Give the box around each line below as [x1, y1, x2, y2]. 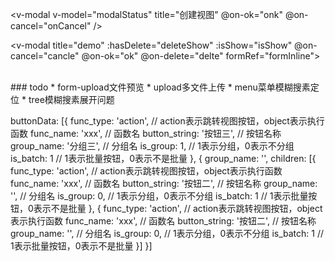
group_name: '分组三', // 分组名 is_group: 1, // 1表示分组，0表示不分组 [10, 140, 295, 152]
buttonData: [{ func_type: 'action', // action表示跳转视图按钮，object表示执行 [10, 115, 325, 127]
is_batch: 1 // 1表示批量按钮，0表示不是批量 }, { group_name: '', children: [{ [10, 153, 317, 164]
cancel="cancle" [10, 50, 80, 62]
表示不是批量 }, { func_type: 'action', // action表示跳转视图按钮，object [33, 203, 323, 214]
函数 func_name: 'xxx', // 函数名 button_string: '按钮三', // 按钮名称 [10, 128, 282, 139]
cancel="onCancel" [10, 20, 92, 32]
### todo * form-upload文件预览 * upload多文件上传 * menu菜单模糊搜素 [10, 81, 311, 93]
